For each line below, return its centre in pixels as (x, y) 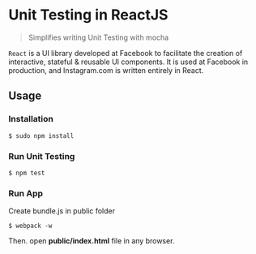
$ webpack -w (30, 226)
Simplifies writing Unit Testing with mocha (98, 37)
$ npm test (27, 173)
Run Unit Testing (42, 156)
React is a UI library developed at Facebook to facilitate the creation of (126, 53)
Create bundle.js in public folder (62, 211)
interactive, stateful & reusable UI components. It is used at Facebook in (128, 62)
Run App (26, 193)
